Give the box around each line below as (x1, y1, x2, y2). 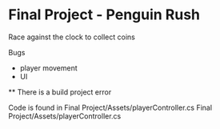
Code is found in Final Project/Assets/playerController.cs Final (8, 103, 213, 112)
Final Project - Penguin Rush (8, 6, 201, 24)
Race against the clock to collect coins (8, 32, 136, 42)
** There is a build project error (8, 87, 112, 97)
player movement (19, 62, 78, 73)
